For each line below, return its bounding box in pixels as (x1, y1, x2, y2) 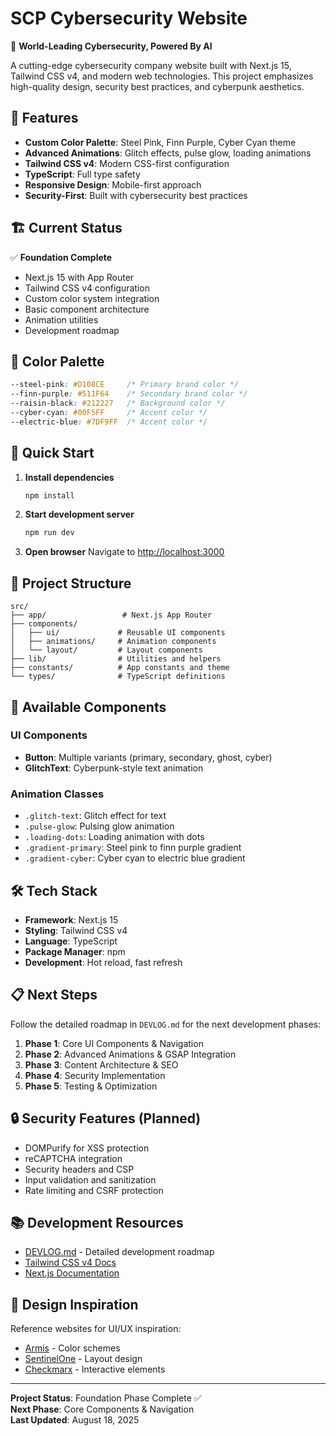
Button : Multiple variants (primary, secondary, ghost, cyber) (24, 751, 273, 763)
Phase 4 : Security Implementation (24, 1069, 166, 1081)
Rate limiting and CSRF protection (24, 1184, 164, 1196)
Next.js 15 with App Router (24, 271, 135, 283)
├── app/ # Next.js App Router (10, 610, 213, 621)
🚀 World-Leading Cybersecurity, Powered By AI (10, 40, 213, 52)
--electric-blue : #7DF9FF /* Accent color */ (10, 417, 208, 427)
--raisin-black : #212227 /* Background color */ (10, 398, 226, 409)
